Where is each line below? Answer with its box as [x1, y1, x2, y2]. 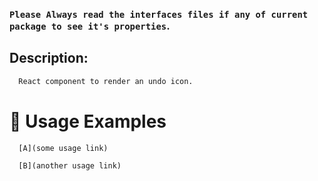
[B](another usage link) [18, 161, 122, 171]
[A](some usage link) [18, 143, 109, 153]
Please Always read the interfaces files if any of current [9, 9, 309, 20]
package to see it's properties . [9, 19, 171, 33]
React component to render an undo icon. [18, 76, 194, 86]
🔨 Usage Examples [9, 110, 167, 133]
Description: [9, 50, 89, 67]
